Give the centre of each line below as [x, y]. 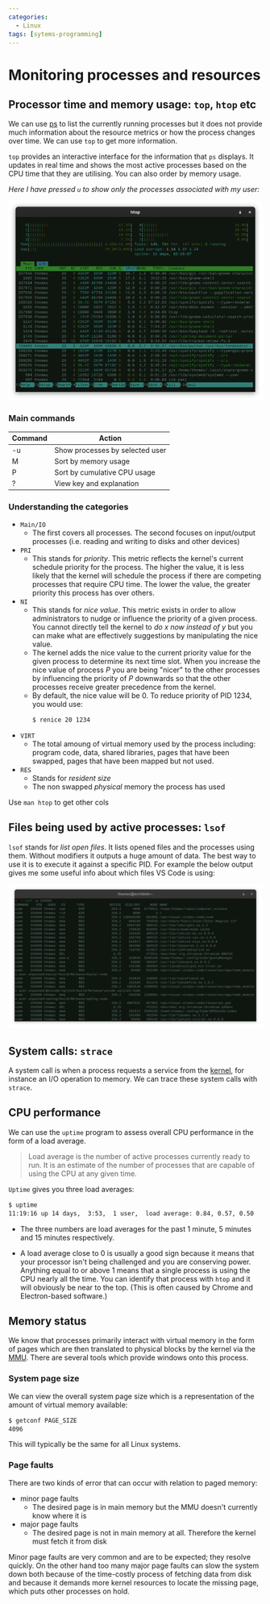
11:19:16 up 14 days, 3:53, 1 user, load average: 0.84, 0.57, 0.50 [131, 1213]
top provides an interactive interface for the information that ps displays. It [131, 156]
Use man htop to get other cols [58, 802]
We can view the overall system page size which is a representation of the [132, 1396]
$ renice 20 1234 [61, 720]
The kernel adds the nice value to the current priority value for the [141, 653]
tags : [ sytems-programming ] [56, 34]
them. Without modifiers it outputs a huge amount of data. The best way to [132, 855]
